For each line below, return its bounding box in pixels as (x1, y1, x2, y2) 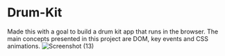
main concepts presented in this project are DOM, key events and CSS (7, 34, 208, 42)
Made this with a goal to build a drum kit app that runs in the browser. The (7, 27, 219, 36)
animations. (7, 42, 40, 50)
